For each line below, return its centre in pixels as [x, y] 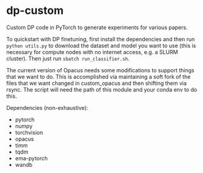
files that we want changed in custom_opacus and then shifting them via [96, 83]
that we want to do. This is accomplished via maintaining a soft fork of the [98, 76]
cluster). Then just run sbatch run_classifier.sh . [68, 58]
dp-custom [35, 11]
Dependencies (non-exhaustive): [47, 107]
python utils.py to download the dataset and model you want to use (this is [101, 46]
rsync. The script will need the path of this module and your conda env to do [102, 89]
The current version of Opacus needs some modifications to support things [101, 70]
